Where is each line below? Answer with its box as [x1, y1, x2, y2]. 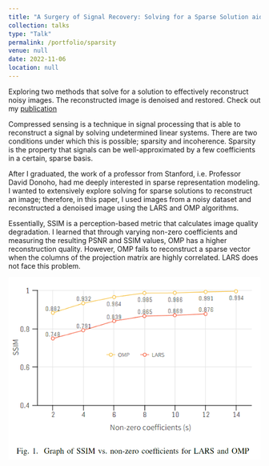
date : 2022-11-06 [8, 55, 66, 63]
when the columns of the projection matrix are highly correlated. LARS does [8, 253, 259, 262]
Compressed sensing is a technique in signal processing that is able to [8, 119, 241, 128]
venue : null [8, 47, 48, 55]
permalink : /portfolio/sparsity [8, 38, 116, 47]
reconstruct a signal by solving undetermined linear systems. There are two [8, 128, 258, 137]
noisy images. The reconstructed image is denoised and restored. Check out [8, 95, 261, 104]
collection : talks [8, 21, 70, 30]
